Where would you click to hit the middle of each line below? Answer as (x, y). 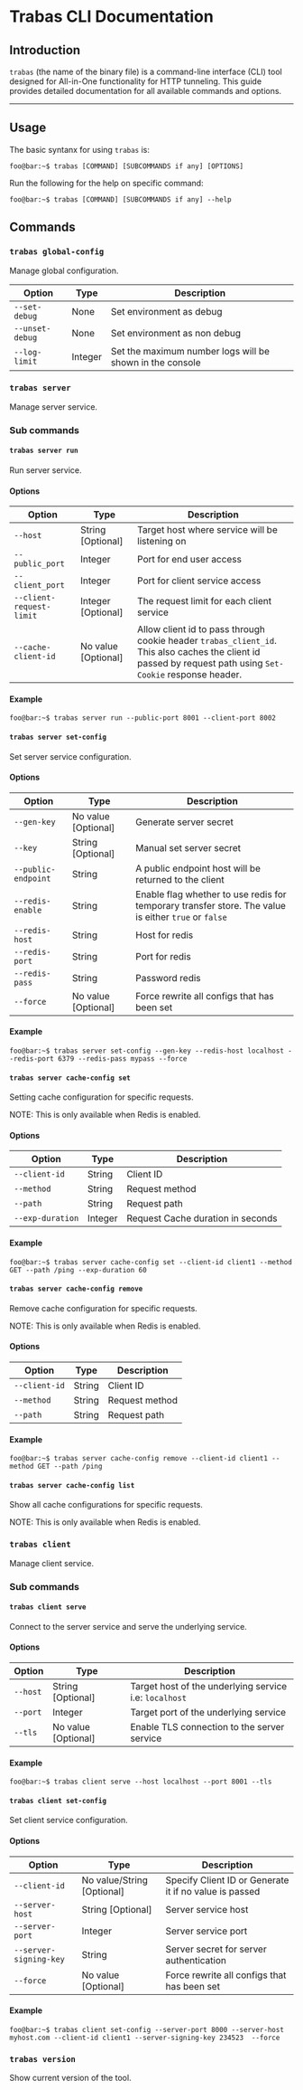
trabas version (43, 2059)
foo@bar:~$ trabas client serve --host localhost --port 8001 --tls (141, 1782)
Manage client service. (52, 1563)
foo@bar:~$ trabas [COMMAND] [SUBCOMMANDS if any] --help (120, 199)
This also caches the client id (198, 652)
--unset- (32, 328)
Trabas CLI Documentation (111, 17)
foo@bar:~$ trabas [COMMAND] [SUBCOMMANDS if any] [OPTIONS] (127, 166)
